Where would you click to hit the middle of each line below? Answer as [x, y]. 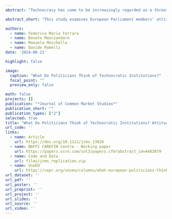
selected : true [21, 118]
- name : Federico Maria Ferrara [45, 33]
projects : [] [19, 99]
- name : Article [27, 137]
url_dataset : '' [23, 175]
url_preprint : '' [24, 189]
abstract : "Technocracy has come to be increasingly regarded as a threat [87, 10]
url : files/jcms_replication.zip [50, 161]
